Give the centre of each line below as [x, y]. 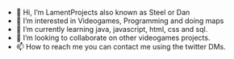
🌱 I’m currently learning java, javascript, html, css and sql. [112, 29]
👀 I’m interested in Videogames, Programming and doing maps [120, 21]
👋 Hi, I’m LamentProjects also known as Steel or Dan [103, 12]
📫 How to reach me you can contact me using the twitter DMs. [121, 47]
